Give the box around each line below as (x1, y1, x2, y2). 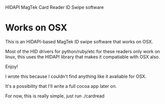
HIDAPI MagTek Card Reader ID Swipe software (5, 5, 104, 10)
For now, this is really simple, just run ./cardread (5, 93, 105, 99)
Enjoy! (5, 63, 19, 70)
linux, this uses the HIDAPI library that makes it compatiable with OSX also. (5, 54, 160, 60)
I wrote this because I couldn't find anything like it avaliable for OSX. (5, 73, 147, 79)
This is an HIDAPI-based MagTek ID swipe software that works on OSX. (5, 38, 153, 44)
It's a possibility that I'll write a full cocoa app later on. (5, 83, 117, 89)
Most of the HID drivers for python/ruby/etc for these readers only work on (5, 48, 160, 55)
